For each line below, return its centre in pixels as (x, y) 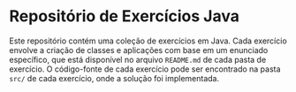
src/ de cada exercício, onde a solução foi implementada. (114, 78)
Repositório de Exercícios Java (125, 16)
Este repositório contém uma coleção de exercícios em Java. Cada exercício (148, 41)
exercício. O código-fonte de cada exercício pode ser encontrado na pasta (145, 69)
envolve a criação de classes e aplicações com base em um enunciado (139, 50)
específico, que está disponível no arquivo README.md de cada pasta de (138, 59)
